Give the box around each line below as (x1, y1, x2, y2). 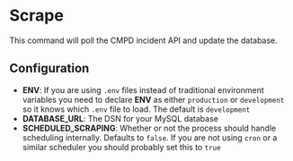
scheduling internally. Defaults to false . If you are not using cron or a (22, 131, 278, 143)
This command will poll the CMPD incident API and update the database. (9, 35, 279, 46)
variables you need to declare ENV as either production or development (22, 94, 285, 105)
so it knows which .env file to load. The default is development (22, 104, 251, 114)
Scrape (9, 5, 65, 26)
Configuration (9, 61, 90, 76)
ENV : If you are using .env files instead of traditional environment (22, 84, 265, 95)
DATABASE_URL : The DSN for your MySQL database (22, 113, 218, 123)
